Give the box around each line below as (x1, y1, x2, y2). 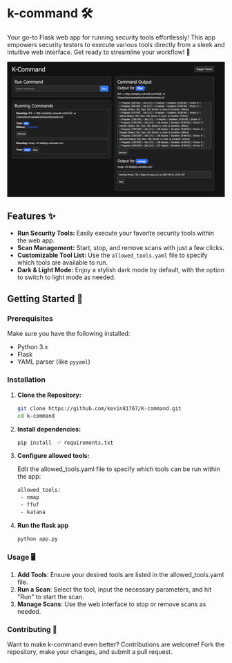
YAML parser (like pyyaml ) (17, 357, 91, 366)
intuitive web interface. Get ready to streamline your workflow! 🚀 (7, 48, 191, 56)
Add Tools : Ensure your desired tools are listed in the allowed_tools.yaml (17, 571, 224, 579)
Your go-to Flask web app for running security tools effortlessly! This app (7, 33, 216, 42)
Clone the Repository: (17, 391, 81, 399)
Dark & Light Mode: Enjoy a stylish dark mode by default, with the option (17, 265, 224, 274)
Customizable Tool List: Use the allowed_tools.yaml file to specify (17, 251, 209, 259)
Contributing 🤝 (7, 625, 57, 634)
